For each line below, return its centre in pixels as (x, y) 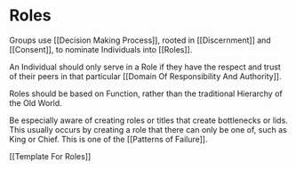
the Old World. (36, 102)
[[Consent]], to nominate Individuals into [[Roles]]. (101, 49)
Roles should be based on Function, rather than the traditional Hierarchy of (146, 93)
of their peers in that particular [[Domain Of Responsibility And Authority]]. (145, 76)
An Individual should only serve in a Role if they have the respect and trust (145, 67)
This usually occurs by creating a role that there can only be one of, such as (148, 129)
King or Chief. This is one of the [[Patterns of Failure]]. (108, 139)
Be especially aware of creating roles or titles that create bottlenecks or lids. (149, 120)
